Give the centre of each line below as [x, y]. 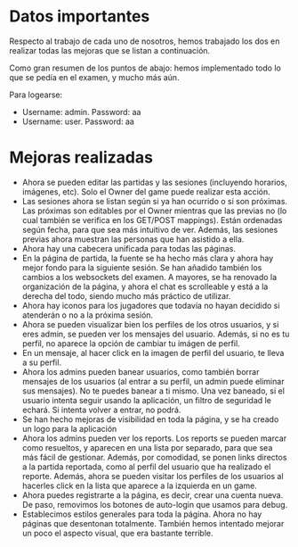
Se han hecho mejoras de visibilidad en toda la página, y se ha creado [150, 419]
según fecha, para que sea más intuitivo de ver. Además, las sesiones [150, 229]
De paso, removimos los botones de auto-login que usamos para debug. [155, 504]
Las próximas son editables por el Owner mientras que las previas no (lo [154, 211]
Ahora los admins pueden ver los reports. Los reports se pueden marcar [154, 438]
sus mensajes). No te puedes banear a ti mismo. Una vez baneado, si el [153, 391]
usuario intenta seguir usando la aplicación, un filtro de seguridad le [146, 400]
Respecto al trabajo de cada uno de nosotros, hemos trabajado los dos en [145, 41]
